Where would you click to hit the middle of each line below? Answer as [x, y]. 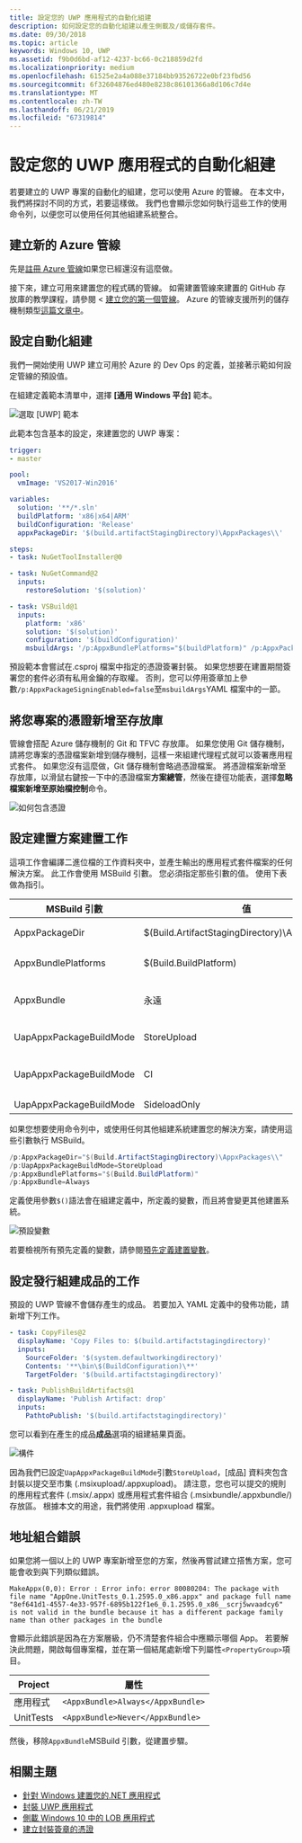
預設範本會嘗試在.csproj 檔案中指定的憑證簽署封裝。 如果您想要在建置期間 [146, 667]
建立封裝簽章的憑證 [58, 1829]
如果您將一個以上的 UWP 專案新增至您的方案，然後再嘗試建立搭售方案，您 [147, 1560]
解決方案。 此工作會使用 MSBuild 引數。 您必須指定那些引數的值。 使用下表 [148, 873]
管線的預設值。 [44, 376]
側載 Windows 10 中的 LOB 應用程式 [89, 1818]
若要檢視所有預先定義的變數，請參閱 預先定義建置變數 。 [111, 1250]
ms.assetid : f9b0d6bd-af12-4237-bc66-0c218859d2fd [106, 59]
